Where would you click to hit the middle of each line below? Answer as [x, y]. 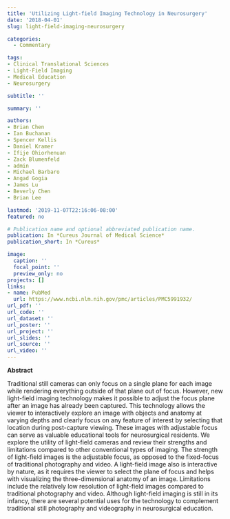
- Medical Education [37, 77]
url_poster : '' [29, 325]
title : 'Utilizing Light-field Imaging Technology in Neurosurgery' [107, 13]
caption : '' [31, 261]
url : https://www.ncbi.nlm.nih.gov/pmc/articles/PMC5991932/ [103, 300]
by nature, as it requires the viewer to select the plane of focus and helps [111, 471]
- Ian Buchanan [29, 134]
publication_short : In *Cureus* [53, 242]
